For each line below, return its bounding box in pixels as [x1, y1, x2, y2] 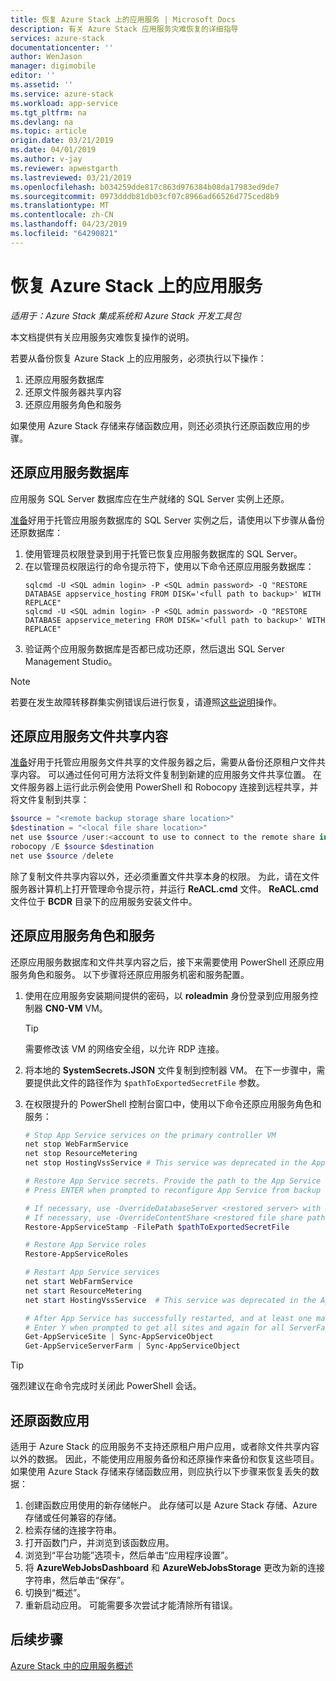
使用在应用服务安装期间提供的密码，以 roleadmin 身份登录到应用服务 [24, 989, 310, 1001]
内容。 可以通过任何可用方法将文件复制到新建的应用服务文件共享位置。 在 [18, 769, 322, 781]
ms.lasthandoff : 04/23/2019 [10, 219, 128, 230]
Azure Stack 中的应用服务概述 [10, 1659, 133, 1671]
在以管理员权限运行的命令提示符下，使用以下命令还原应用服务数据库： [24, 560, 315, 572]
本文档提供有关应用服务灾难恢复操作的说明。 [10, 331, 195, 343]
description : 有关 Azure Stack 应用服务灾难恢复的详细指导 [10, 24, 239, 34]
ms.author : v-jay [10, 154, 83, 164]
